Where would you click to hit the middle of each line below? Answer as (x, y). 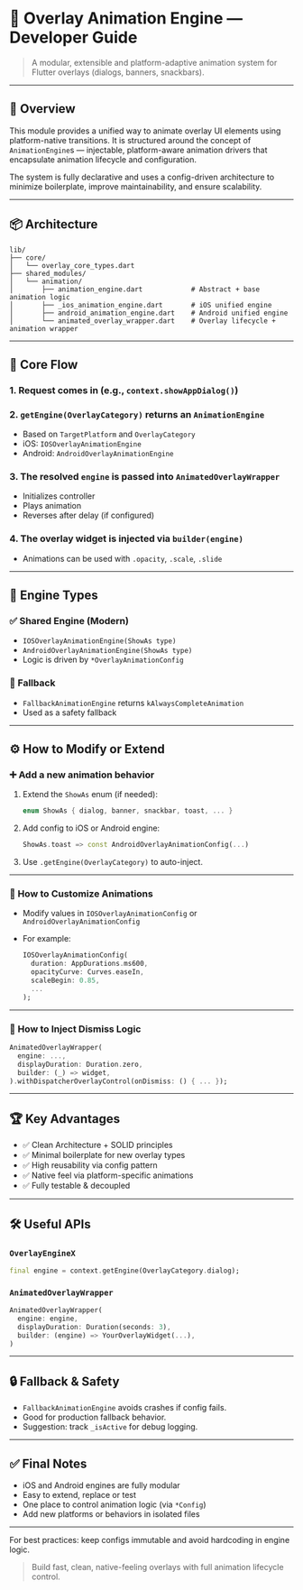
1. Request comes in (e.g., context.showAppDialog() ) (124, 390)
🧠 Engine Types (54, 596)
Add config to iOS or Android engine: (91, 828)
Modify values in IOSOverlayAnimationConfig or (110, 914)
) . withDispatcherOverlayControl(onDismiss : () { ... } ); (119, 1081)
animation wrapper (44, 328)
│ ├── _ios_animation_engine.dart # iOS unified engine (141, 305)
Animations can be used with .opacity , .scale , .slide (122, 558)
